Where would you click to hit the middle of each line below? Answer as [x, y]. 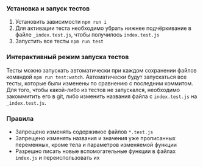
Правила [20, 118]
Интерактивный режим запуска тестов [68, 57]
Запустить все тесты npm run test [59, 41]
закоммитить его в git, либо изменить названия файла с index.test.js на [102, 96]
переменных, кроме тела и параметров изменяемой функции [96, 144]
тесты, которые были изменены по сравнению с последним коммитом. [100, 83]
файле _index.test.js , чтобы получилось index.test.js [87, 35]
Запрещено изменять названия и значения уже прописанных [95, 138]
